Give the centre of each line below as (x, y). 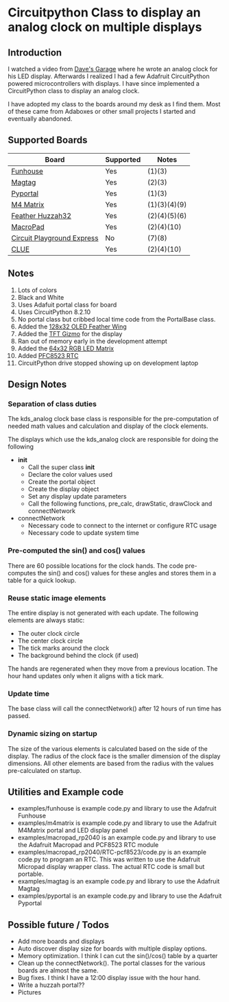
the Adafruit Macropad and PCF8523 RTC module (88, 845)
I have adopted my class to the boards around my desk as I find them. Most (114, 104)
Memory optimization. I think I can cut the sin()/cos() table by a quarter (118, 956)
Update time (29, 693)
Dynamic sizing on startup (53, 734)
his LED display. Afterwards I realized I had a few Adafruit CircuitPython (109, 76)
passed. (19, 716)
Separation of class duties (52, 404)
